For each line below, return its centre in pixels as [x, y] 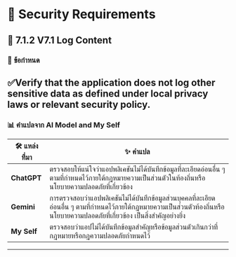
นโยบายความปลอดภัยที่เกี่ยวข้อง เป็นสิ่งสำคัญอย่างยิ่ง [118, 216]
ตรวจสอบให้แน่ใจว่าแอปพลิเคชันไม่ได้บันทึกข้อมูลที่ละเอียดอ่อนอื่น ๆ [137, 169]
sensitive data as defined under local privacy [108, 93]
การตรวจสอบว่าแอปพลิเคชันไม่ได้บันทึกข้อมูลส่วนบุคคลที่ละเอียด [132, 198]
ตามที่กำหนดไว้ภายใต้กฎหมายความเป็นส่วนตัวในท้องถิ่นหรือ [127, 178]
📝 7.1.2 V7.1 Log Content [60, 40]
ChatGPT [26, 178]
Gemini [23, 207]
